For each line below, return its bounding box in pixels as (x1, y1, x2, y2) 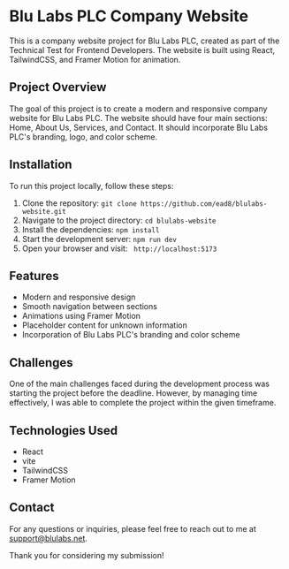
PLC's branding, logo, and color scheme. (9, 131, 158, 142)
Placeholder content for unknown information (21, 320, 187, 330)
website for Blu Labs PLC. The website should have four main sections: (9, 112, 268, 123)
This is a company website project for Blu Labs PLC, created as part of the (9, 35, 280, 46)
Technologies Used (9, 422, 118, 438)
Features (9, 268, 59, 284)
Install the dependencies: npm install (21, 224, 160, 235)
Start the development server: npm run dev (21, 233, 177, 244)
